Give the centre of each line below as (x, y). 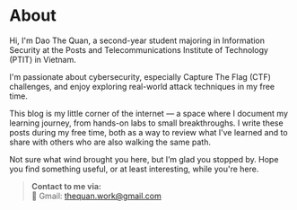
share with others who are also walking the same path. (110, 142)
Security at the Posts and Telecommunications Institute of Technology (139, 49)
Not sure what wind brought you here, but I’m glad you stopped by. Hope (144, 159)
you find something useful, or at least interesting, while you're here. (134, 169)
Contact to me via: (66, 186)
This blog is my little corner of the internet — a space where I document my (149, 113)
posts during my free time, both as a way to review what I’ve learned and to (149, 132)
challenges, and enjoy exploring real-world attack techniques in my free (142, 86)
